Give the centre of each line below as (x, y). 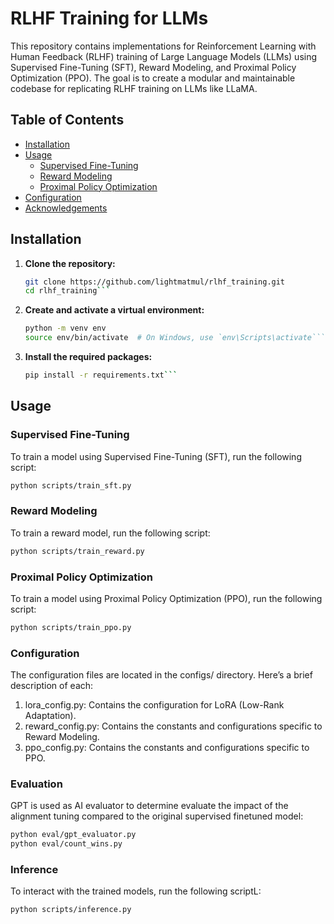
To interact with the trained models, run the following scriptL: (136, 891)
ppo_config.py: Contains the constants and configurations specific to (167, 748)
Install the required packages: (88, 357)
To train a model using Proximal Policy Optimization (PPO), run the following (166, 598)
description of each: (52, 686)
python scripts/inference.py (71, 910)
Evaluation (36, 784)
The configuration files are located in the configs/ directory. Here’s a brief (161, 675)
